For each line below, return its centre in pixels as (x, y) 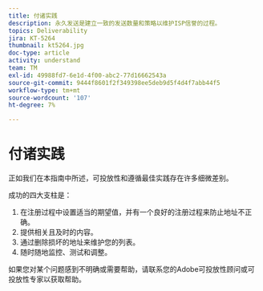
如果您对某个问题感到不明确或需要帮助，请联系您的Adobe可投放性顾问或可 (131, 269)
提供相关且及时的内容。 (59, 232)
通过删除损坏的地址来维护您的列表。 (80, 242)
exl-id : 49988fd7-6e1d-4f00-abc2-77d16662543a (87, 75)
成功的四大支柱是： (40, 195)
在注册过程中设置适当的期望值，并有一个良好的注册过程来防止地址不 (132, 212)
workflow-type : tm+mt (45, 90)
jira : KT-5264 (32, 38)
